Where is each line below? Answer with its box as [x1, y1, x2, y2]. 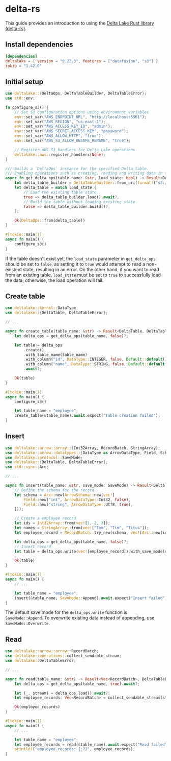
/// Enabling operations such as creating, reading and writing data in [5, 171, 163, 176]
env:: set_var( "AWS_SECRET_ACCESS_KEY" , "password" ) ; [14, 129, 129, 134]
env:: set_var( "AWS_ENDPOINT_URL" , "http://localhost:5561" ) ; [14, 114, 147, 120]
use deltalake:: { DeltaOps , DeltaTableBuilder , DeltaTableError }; [5, 91, 147, 96]
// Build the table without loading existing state [23, 199, 136, 204]
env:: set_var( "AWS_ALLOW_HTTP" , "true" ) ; [14, 133, 103, 138]
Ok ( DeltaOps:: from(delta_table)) [14, 218, 85, 223]
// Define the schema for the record [14, 487, 95, 493]
